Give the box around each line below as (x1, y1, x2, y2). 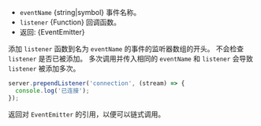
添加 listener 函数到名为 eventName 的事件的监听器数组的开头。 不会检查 (8, 44, 244, 54)
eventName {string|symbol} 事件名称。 (19, 8, 141, 17)
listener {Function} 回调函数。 (19, 17, 121, 27)
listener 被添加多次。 (8, 64, 80, 73)
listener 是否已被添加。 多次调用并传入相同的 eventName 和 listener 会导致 (8, 54, 254, 63)
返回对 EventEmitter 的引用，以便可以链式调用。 (8, 109, 166, 119)
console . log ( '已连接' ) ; (15, 87, 90, 94)
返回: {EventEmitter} (19, 28, 85, 36)
